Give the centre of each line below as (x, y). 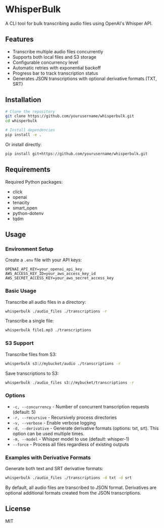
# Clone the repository (30, 112)
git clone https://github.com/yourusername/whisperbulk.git (70, 116)
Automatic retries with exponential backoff (57, 67)
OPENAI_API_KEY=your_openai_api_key (44, 269)
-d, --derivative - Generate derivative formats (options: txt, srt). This (86, 428)
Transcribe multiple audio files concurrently (58, 51)
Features (19, 39)
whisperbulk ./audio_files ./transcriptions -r (56, 311)
